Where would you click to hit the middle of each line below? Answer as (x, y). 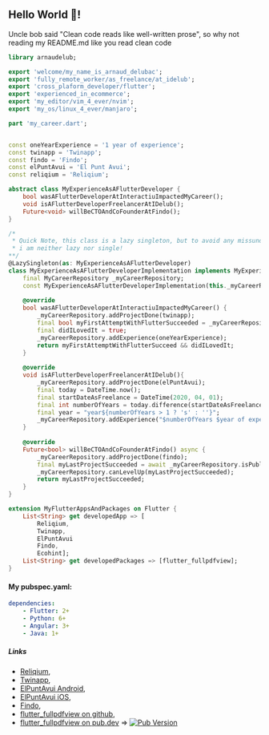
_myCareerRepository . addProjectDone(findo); (112, 457)
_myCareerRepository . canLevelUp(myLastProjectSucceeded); (136, 472)
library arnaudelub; (43, 57)
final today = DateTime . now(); (89, 390)
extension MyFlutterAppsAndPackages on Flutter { (93, 509)
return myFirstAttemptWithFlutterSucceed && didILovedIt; (136, 345)
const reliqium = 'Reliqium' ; (59, 175)
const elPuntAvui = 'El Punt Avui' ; (69, 168)
